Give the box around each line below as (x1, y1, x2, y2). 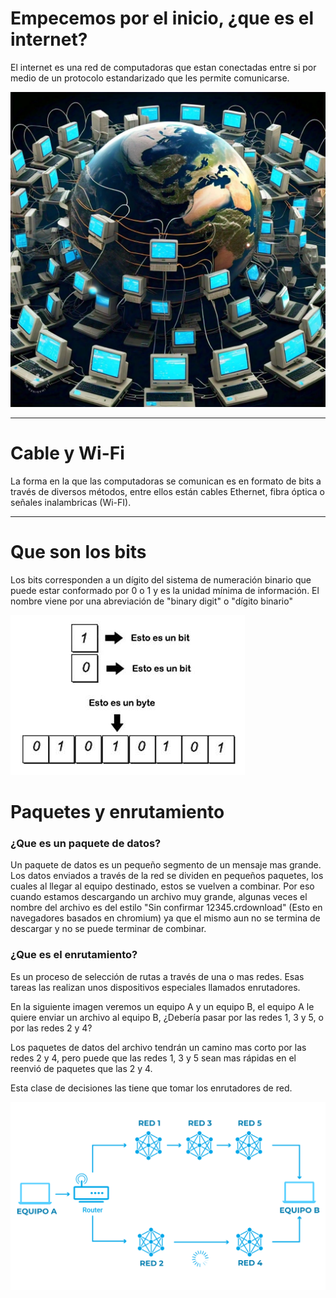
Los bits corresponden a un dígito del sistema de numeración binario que (10, 573, 312, 586)
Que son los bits (10, 541, 147, 564)
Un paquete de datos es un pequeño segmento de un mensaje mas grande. (10, 859, 322, 871)
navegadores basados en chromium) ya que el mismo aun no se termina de (10, 912, 321, 924)
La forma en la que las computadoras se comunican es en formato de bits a (10, 475, 322, 487)
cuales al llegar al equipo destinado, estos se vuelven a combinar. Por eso (10, 880, 315, 892)
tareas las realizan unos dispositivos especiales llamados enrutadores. (10, 981, 301, 993)
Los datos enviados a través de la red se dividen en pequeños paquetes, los (10, 870, 324, 882)
